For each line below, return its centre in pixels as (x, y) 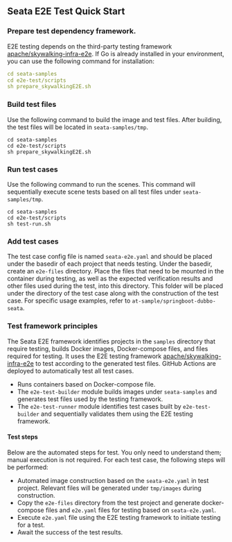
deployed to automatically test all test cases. (71, 371)
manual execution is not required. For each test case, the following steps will (116, 459)
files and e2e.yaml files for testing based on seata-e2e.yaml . (131, 510)
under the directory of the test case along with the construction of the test (113, 294)
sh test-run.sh (29, 224)
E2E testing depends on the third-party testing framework (90, 46)
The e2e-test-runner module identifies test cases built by (99, 406)
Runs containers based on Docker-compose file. (86, 384)
